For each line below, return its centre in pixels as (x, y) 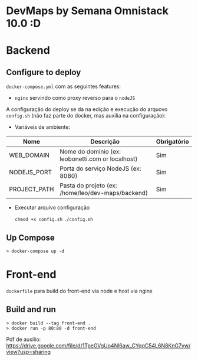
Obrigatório (172, 142)
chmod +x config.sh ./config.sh (54, 220)
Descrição (105, 142)
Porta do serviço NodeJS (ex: (100, 168)
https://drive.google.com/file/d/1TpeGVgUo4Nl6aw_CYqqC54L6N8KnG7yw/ (98, 345)
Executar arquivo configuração (52, 207)
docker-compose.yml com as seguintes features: (64, 86)
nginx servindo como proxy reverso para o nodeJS (75, 98)
